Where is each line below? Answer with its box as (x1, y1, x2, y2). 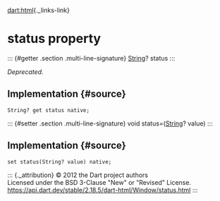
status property (7, 31, 101, 47)
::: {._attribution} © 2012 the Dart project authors (7, 171, 148, 179)
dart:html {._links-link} (7, 6, 71, 14)
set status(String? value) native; (7, 158, 112, 165)
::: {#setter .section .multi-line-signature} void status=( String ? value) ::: (7, 119, 213, 128)
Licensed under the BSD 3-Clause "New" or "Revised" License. (7, 178, 192, 186)
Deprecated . (7, 67, 44, 76)
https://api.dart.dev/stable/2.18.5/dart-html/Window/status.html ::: (7, 185, 198, 194)
